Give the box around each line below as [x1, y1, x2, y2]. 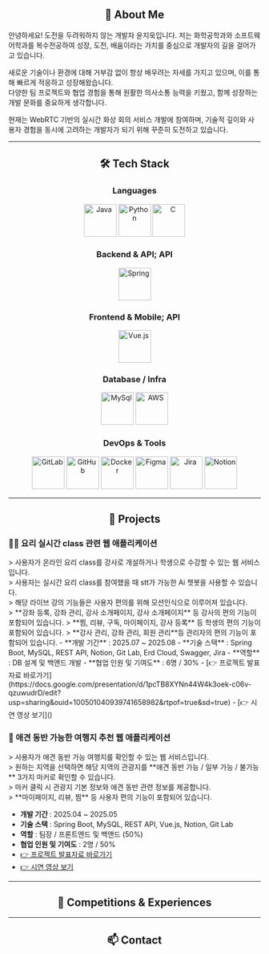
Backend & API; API [95, 249, 174, 260]
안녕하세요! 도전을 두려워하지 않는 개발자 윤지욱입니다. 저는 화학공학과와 [8, 30, 233, 40]
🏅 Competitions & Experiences [57, 896, 212, 910]
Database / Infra [102, 374, 167, 385]
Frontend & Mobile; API [89, 311, 180, 322]
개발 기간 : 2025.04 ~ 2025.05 [19, 809, 118, 819]
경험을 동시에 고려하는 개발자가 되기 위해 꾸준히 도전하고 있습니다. [22, 124, 228, 134]
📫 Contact [106, 933, 163, 947]
